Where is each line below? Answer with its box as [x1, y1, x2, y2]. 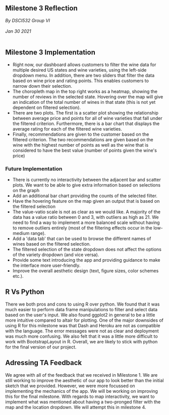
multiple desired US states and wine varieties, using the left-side [12, 67, 147, 73]
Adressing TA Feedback [5, 359, 82, 367]
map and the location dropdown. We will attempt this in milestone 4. [5, 404, 146, 410]
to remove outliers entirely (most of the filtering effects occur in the [12, 224, 153, 231]
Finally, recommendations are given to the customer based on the [12, 131, 149, 137]
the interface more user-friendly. [12, 262, 81, 268]
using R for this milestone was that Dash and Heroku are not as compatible [5, 322, 160, 328]
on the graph [12, 187, 39, 193]
